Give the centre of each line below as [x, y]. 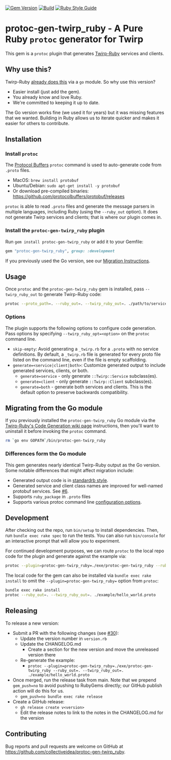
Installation [23, 140]
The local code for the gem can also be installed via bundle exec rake [78, 575]
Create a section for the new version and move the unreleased [93, 649]
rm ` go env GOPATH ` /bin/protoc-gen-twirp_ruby [55, 441]
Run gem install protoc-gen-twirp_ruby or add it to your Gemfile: [74, 241]
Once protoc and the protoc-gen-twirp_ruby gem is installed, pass [75, 289]
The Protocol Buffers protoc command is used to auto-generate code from [83, 165]
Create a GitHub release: [38, 701]
